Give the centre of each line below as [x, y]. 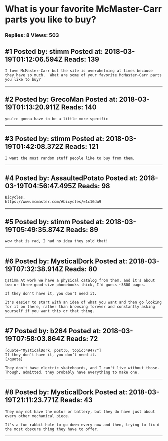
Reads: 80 [81, 269]
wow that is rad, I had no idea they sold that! [57, 241]
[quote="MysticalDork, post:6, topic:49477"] [53, 350]
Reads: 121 [82, 147]
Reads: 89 [82, 229]
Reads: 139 [82, 59]
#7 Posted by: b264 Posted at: [53, 331]
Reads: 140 [79, 108]
